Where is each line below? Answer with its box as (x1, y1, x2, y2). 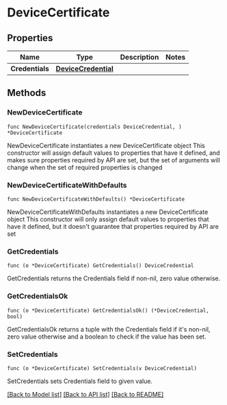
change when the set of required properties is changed (7, 163, 163, 171)
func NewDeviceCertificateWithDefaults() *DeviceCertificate (7, 195, 185, 203)
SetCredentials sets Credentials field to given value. (7, 377, 152, 385)
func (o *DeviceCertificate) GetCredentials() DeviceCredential (7, 262, 194, 269)
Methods (7, 87, 46, 99)
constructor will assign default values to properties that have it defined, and (7, 149, 220, 157)
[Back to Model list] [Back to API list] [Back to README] (7, 390, 164, 398)
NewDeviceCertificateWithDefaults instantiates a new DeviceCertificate (7, 208, 209, 216)
